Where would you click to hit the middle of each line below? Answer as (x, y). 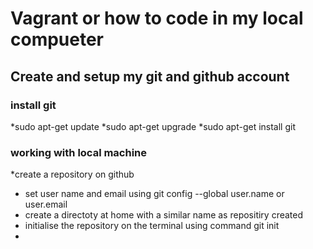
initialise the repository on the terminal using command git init (152, 226)
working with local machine (79, 152)
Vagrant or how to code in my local (157, 18)
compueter (57, 39)
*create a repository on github (72, 174)
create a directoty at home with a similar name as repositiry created (164, 215)
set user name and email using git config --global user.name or (154, 194)
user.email (46, 204)
